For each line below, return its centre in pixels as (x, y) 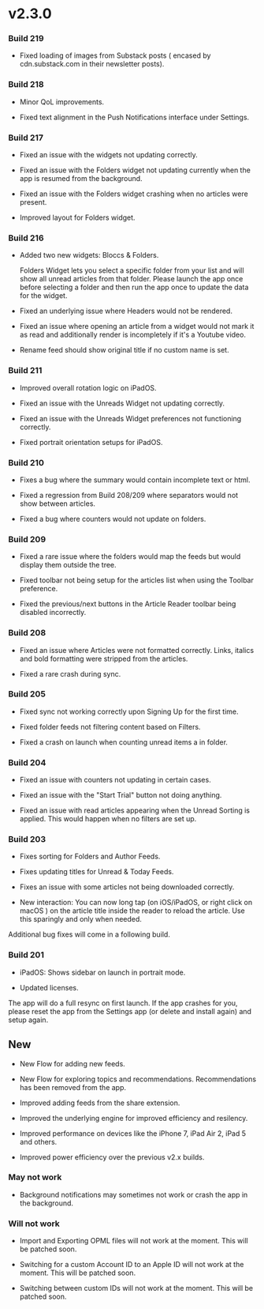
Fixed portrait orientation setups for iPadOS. (91, 442)
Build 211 (25, 371)
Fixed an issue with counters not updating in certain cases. (115, 780)
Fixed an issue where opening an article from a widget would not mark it (137, 326)
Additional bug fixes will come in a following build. (89, 934)
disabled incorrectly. (53, 613)
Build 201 (26, 955)
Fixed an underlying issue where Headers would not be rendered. (126, 311)
